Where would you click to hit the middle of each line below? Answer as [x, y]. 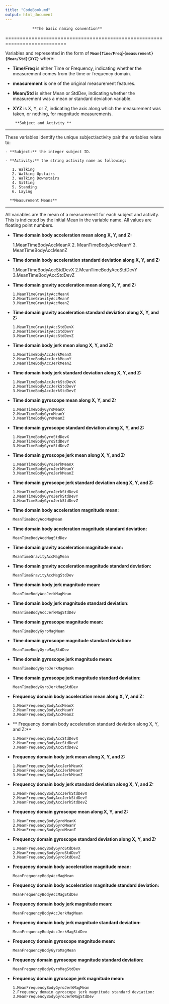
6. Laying [22, 192]
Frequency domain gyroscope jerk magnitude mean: [68, 978]
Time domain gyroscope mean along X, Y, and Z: [64, 400]
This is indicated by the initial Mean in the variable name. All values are [78, 220]
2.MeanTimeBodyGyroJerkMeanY [43, 469]
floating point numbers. [29, 225]
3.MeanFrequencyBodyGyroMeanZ [44, 830]
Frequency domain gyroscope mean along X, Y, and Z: [70, 811]
